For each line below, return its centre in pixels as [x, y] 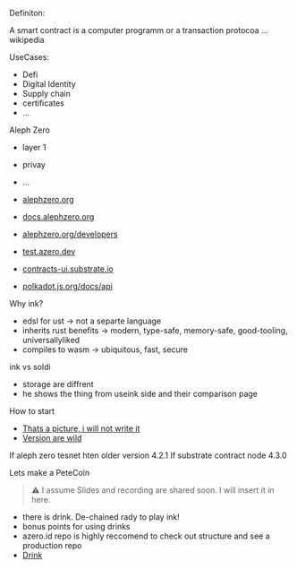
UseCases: [30, 57]
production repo [52, 545]
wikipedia [27, 40]
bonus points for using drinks [76, 526]
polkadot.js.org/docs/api [68, 286]
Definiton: [27, 13]
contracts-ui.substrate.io [68, 269]
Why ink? [26, 303]
